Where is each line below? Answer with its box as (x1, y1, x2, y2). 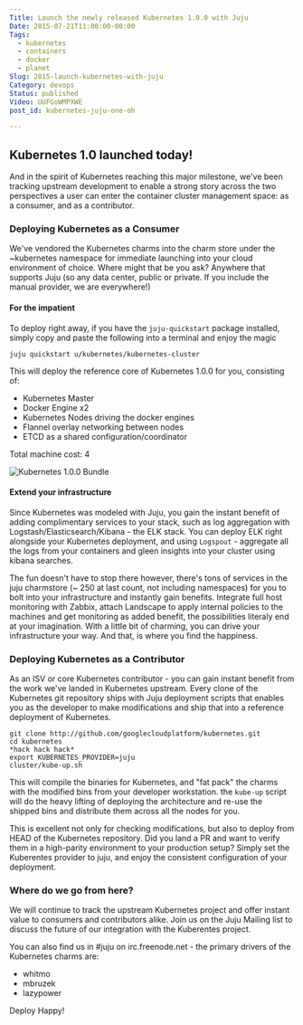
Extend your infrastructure (9, 487, 112, 498)
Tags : (9, 30, 30, 39)
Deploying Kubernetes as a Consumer (9, 223, 180, 235)
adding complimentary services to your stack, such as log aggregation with (9, 517, 290, 527)
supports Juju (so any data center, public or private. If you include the (9, 272, 270, 283)
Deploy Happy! (9, 1005, 65, 1016)
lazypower (22, 988, 62, 999)
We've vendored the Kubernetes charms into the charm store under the (9, 243, 276, 254)
